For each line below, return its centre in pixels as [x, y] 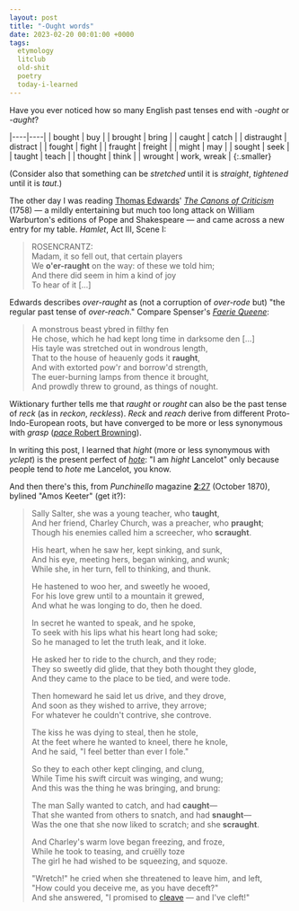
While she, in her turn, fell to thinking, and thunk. [121, 569]
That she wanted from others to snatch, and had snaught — [141, 815]
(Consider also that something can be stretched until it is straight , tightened [149, 173]
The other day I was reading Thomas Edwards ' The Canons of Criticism [142, 200]
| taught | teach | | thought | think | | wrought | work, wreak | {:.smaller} [141, 156]
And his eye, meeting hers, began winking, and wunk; [131, 559]
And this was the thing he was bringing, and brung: [126, 788]
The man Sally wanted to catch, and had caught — [124, 805]
